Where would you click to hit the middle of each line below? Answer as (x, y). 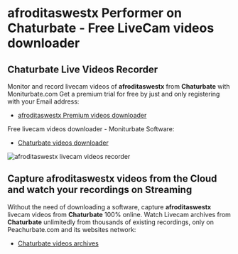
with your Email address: (43, 101)
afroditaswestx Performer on (95, 13)
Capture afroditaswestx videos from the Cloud (112, 179)
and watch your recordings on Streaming (100, 190)
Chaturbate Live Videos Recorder (83, 69)
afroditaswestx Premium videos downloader (82, 115)
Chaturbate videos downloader (63, 143)
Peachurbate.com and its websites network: (72, 229)
